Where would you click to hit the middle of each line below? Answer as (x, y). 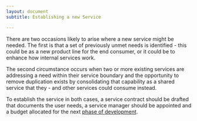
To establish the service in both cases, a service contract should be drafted (98, 99)
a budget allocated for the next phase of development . (72, 112)
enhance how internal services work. (51, 58)
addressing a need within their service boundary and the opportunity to (93, 75)
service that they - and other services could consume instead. (81, 88)
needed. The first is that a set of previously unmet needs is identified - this (96, 45)
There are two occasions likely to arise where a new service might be (90, 39)
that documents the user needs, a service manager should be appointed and (99, 105)
